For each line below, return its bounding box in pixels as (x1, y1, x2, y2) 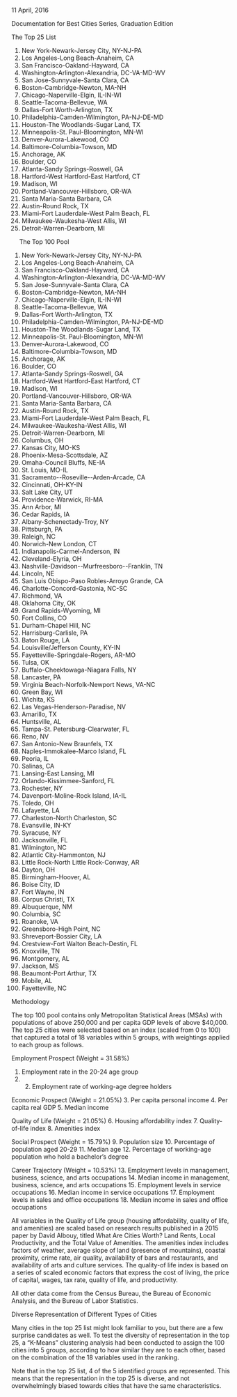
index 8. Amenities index (30, 1125, 101, 1132)
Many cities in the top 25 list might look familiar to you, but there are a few (11, 1324, 224, 1332)
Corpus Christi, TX (21, 895, 75, 903)
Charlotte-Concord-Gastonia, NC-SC (21, 585, 128, 592)
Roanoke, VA (21, 918, 58, 925)
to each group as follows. (11, 1041, 84, 1049)
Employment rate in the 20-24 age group (21, 1067, 138, 1076)
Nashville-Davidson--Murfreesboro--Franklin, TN (21, 562, 163, 570)
